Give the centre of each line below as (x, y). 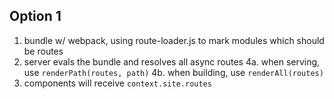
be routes (43, 51)
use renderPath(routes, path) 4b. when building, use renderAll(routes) (173, 72)
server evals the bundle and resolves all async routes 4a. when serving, (172, 61)
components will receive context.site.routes (117, 83)
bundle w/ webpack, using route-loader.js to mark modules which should (174, 40)
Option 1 (35, 16)
